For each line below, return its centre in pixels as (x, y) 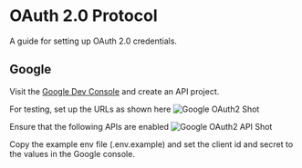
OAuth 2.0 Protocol (83, 16)
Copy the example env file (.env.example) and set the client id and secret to (151, 144)
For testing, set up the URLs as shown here (90, 109)
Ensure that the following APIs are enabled (89, 126)
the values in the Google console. (72, 153)
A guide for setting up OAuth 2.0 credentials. (94, 41)
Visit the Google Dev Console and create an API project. (115, 91)
